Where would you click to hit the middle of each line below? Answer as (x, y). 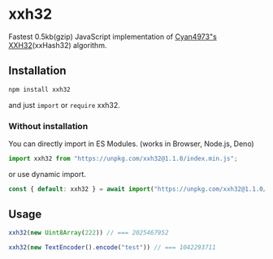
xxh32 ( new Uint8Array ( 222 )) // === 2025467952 (89, 233)
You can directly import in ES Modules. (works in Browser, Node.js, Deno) (131, 144)
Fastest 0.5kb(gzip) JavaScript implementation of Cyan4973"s (113, 37)
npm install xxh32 (39, 89)
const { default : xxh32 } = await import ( (81, 189)
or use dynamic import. (48, 174)
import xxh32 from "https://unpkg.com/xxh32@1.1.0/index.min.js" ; (123, 158)
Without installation (48, 126)
